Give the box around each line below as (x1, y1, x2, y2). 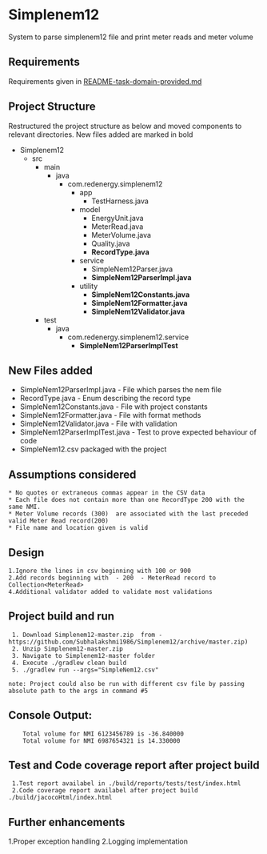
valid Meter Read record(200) (8, 517, 110, 525)
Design (8, 546, 45, 559)
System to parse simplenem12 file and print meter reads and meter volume (8, 32, 253, 42)
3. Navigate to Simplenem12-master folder (11, 652, 156, 660)
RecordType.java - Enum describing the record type (19, 394, 191, 403)
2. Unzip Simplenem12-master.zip (11, 644, 124, 653)
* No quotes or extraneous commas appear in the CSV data (8, 489, 205, 497)
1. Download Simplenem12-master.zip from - (11, 631, 162, 639)
